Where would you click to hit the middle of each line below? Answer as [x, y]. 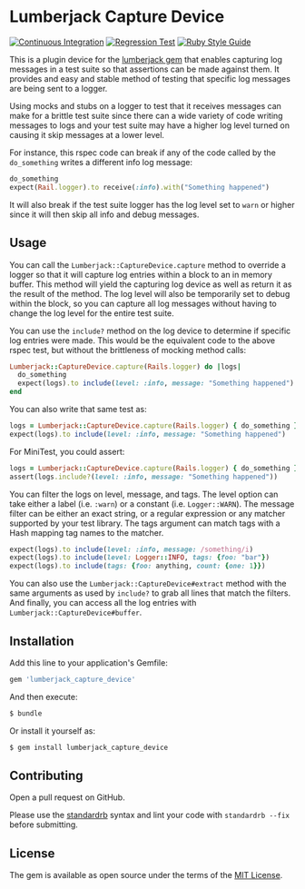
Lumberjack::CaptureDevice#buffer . [76, 612]
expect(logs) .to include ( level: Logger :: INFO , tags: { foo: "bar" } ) [140, 558]
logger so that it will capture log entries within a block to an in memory [141, 274]
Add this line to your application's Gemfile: [89, 662]
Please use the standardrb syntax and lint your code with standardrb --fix [150, 815]
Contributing [46, 775]
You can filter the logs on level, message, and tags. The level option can [144, 494]
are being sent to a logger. [59, 88]
